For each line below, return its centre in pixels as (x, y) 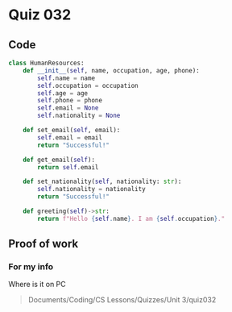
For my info (31, 267)
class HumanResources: (46, 63)
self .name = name (66, 78)
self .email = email (70, 137)
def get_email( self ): (59, 160)
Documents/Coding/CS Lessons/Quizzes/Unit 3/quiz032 (122, 300)
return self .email (68, 167)
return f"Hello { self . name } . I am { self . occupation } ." (131, 218)
